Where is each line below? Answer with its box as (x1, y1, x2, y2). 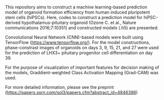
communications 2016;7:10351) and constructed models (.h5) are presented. (5, 25, 159, 31)
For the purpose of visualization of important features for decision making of (5, 64, 160, 70)
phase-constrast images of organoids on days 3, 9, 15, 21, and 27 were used (5, 45, 159, 50)
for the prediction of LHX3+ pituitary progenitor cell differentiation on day (5, 50, 153, 56)
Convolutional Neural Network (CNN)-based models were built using (5, 34, 143, 40)
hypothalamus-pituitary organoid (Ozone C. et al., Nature (21, 20, 137, 25)
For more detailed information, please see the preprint (5, 84, 114, 90)
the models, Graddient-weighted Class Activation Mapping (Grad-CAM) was (5, 70, 159, 75)
